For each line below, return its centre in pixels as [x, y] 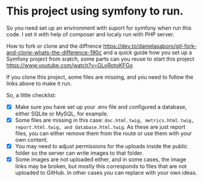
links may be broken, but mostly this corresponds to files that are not [101, 166]
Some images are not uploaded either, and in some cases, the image [101, 160]
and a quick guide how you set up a [147, 52]
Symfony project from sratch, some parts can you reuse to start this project [101, 59]
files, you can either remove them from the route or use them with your [103, 134]
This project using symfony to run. [95, 11]
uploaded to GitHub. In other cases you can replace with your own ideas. [106, 173]
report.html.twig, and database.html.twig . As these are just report [100, 127]
